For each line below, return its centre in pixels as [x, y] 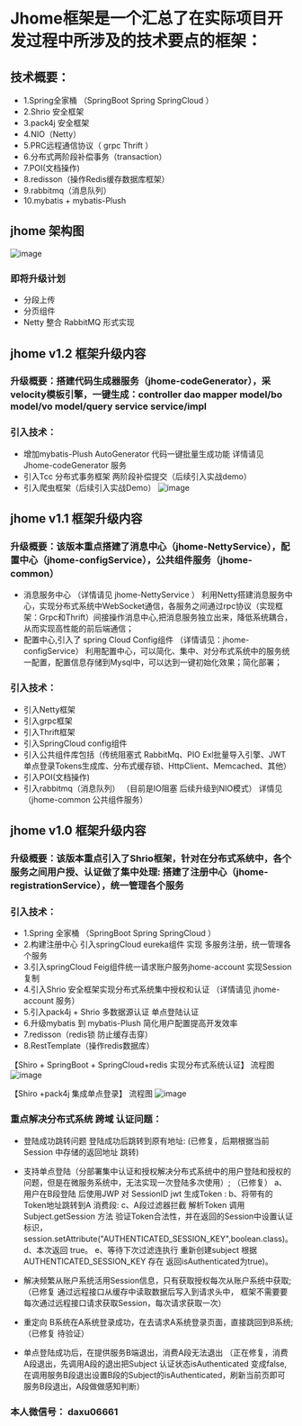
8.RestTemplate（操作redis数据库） [89, 1046]
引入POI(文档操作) [57, 777]
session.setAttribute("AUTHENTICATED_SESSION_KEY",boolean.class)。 [158, 1239]
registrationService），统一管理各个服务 [97, 886]
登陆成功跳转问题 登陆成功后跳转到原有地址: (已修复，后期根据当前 [146, 1140]
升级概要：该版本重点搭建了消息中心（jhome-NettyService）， [146, 547]
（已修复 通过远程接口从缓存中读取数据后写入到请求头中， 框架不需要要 [155, 1291]
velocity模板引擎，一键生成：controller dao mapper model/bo [147, 395]
